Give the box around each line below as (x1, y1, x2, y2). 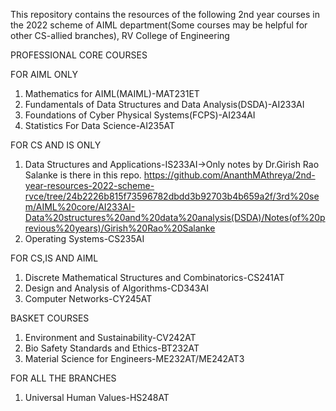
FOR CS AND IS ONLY (10, 139, 102, 151)
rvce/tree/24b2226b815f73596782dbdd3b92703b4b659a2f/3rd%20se (24, 190, 320, 202)
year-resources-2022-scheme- (24, 180, 155, 191)
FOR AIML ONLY (10, 69, 79, 80)
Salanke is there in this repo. (24, 169, 142, 181)
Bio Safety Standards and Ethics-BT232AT (24, 342, 200, 354)
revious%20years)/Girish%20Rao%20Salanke (24, 222, 216, 234)
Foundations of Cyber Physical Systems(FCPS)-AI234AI (24, 109, 256, 121)
